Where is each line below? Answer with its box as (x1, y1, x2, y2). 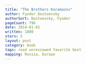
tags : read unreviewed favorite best (5, 47, 82, 52)
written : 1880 (5, 29, 34, 34)
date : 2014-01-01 (5, 25, 40, 30)
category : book (5, 43, 36, 48)
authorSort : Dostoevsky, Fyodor (5, 16, 70, 21)
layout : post (5, 38, 32, 43)
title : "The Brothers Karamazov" (5, 7, 73, 12)
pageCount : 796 (5, 20, 36, 26)
